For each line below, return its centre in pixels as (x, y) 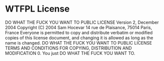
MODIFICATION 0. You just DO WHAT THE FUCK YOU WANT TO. (70, 53)
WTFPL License (37, 9)
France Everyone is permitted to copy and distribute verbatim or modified (79, 32)
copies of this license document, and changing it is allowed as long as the (79, 38)
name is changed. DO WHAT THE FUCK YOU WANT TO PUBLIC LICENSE (79, 43)
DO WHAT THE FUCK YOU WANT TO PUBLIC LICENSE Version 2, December (82, 22)
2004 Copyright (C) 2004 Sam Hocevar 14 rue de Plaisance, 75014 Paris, (79, 27)
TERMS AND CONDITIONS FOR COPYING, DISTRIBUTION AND (69, 48)
